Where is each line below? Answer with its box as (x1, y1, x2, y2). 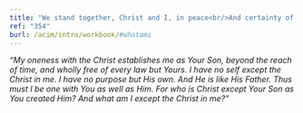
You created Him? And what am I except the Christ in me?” (9, 93, 230, 104)
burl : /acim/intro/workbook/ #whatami (9, 30, 152, 39)
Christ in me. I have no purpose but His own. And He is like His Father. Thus (9, 74, 293, 85)
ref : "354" (9, 22, 51, 31)
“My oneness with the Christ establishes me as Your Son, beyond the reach (9, 55, 292, 66)
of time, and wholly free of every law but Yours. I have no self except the (9, 64, 281, 75)
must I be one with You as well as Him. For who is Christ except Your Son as (9, 83, 295, 95)
